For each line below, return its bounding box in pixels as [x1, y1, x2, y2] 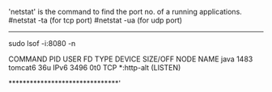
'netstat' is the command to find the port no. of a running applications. [8, 7, 243, 16]
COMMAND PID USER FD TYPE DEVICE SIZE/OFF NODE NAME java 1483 [8, 54, 253, 64]
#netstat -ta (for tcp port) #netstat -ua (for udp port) [8, 15, 183, 25]
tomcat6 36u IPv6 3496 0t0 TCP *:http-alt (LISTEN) [8, 63, 181, 72]
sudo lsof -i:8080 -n [8, 39, 76, 48]
